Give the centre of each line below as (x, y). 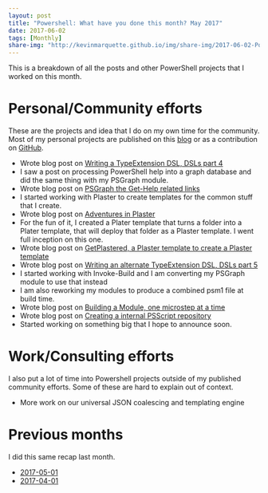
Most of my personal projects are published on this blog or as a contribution (133, 140)
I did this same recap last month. (62, 456)
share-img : (26, 45)
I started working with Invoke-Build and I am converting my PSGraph (132, 274)
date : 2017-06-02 (37, 30)
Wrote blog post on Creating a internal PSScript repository (115, 316)
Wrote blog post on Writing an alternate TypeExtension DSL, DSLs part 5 (139, 265)
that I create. (41, 206)
